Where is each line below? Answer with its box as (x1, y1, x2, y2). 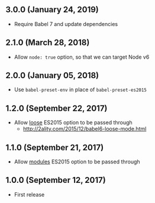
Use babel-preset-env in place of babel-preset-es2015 (14, 86, 147, 94)
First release (14, 191, 45, 198)
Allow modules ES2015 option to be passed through (14, 158, 140, 165)
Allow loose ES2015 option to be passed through (14, 119, 133, 126)
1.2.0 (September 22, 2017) (5, 103, 108, 113)
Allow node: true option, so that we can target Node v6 (14, 53, 150, 60)
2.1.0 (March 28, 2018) (5, 38, 90, 48)
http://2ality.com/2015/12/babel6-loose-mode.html (22, 125, 147, 133)
